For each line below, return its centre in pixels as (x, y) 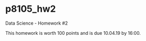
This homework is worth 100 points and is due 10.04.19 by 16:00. (73, 33)
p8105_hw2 (31, 9)
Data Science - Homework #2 (37, 23)
